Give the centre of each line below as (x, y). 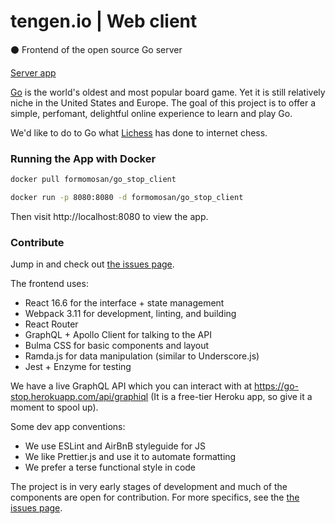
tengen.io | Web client (104, 21)
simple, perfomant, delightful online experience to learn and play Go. (151, 113)
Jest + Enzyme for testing (78, 367)
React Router (51, 324)
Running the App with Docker (83, 158)
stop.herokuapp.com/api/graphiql (79, 397)
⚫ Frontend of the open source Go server (96, 49)
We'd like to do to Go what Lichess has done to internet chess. (139, 132)
